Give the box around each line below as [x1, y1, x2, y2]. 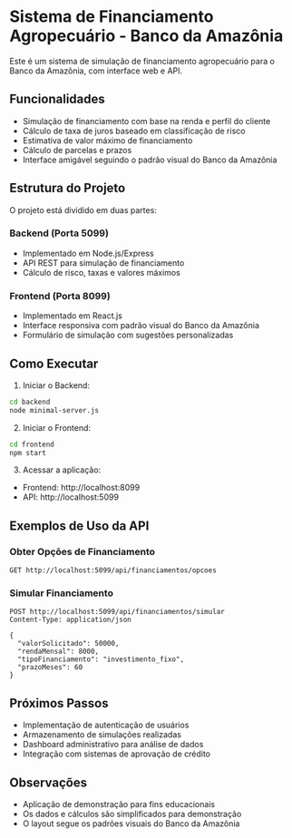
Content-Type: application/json [9, 615, 131, 625]
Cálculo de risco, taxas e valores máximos [22, 267, 181, 278]
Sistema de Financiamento [9, 6, 214, 27]
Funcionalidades [9, 92, 106, 107]
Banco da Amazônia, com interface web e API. [9, 65, 183, 76]
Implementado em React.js [22, 310, 122, 321]
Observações [9, 775, 88, 790]
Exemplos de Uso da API [9, 518, 150, 533]
